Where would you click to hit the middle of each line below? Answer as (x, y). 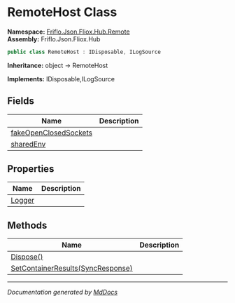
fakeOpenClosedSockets (52, 133)
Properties (31, 169)
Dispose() (27, 257)
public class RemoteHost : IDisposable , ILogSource (84, 52)
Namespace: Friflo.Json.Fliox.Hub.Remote (69, 32)
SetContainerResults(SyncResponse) (72, 269)
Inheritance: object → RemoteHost (58, 65)
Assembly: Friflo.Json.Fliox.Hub (54, 39)
